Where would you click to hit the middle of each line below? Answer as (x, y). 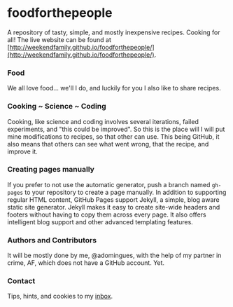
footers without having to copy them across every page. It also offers (107, 214)
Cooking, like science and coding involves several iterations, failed (103, 121)
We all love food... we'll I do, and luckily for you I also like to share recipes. (114, 88)
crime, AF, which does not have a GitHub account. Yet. (86, 263)
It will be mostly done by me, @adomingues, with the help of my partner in (114, 255)
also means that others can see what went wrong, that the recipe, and (108, 144)
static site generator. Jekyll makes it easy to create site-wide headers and (114, 207)
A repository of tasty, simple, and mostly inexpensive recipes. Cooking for (114, 32)
